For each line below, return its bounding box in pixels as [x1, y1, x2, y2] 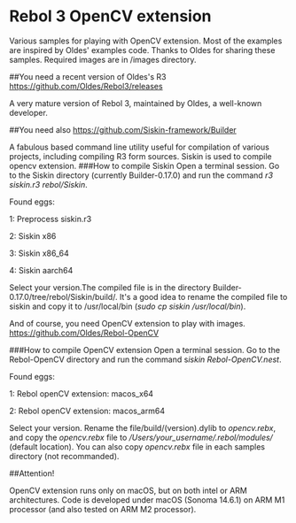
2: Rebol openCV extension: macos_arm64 [9, 405, 166, 416]
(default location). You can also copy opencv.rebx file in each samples [9, 441, 266, 452]
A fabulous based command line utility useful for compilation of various [9, 142, 270, 152]
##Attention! [9, 467, 55, 479]
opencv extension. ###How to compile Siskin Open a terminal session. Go [9, 160, 280, 171]
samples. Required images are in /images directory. [9, 54, 197, 65]
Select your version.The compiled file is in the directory [9, 281, 211, 293]
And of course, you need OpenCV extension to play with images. [9, 318, 245, 328]
